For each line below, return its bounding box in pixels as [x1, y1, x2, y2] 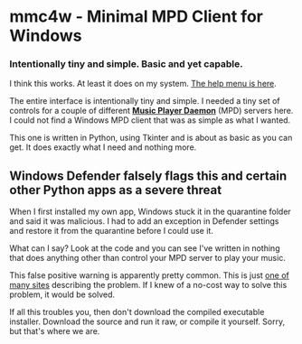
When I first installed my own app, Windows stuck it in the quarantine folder [9, 206, 291, 218]
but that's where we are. [9, 326, 100, 337]
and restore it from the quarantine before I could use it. [9, 226, 214, 237]
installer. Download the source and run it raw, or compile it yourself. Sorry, [9, 316, 286, 327]
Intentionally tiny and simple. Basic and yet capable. [9, 58, 243, 70]
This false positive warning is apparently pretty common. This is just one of [9, 270, 289, 281]
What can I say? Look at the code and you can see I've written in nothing [9, 243, 280, 254]
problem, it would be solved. [9, 289, 116, 300]
